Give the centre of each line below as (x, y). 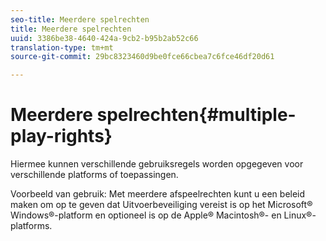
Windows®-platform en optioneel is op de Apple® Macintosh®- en (146, 215)
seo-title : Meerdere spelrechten (80, 19)
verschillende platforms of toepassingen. (94, 175)
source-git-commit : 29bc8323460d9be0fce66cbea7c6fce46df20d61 (142, 57)
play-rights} (61, 136)
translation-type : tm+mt (62, 47)
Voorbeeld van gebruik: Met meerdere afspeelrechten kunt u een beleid (158, 194)
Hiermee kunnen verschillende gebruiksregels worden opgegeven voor (157, 164)
